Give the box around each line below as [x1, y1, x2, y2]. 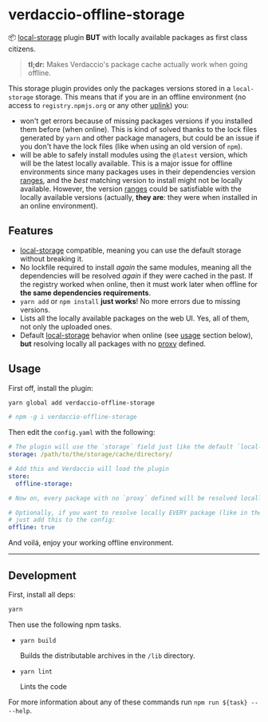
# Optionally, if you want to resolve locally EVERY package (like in [8, 509, 248, 517]
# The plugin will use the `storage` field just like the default [8, 443, 234, 451]
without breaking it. [19, 253, 84, 263]
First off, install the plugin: [8, 383, 93, 393]
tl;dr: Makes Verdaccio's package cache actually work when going [27, 59, 249, 69]
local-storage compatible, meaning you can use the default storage [19, 245, 242, 255]
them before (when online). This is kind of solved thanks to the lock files [19, 124, 258, 134]
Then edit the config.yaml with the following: [8, 428, 156, 437]
